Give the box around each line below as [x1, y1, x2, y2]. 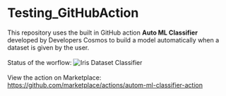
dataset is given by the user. [7, 43, 90, 52]
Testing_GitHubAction [7, 5, 139, 21]
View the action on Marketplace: [7, 73, 102, 82]
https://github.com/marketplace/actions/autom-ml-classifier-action [7, 80, 203, 89]
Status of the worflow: [7, 58, 72, 66]
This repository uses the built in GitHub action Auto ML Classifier [7, 28, 198, 37]
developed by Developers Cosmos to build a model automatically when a [7, 35, 220, 44]
